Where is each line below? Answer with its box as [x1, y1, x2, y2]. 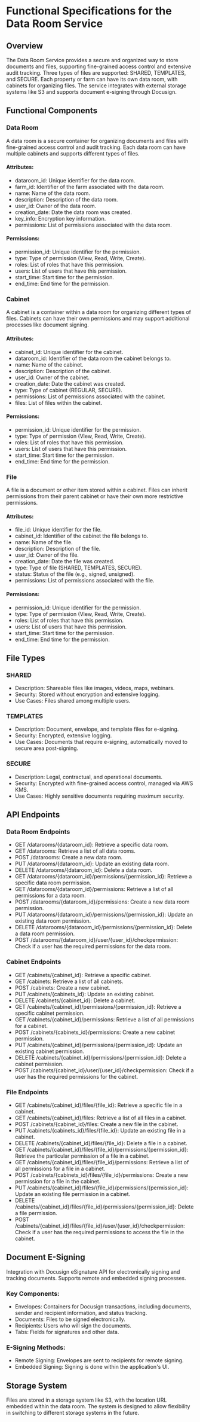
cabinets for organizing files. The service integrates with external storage [6, 82, 187, 89]
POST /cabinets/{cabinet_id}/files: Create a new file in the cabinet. [14, 1121, 179, 1128]
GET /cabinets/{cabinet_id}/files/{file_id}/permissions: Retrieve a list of [14, 1159, 189, 1166]
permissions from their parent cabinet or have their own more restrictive [6, 493, 184, 500]
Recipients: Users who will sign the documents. [14, 1322, 131, 1329]
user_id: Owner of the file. [14, 551, 79, 559]
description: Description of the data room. [14, 196, 118, 203]
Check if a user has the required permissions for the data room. [14, 943, 171, 950]
